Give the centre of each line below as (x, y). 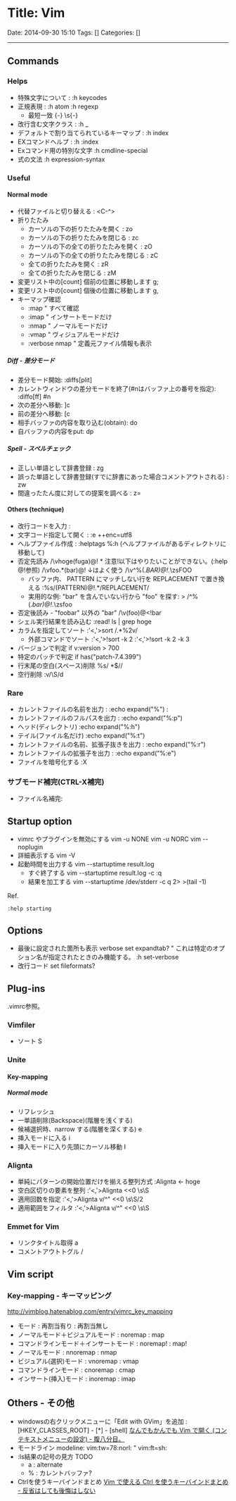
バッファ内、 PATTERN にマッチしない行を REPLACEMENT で (117, 578)
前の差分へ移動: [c (44, 413)
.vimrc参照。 (26, 1006)
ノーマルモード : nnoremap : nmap (67, 1352)
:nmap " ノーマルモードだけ (68, 325)
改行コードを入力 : (44, 525)
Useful (19, 177)
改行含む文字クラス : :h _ (53, 124)
